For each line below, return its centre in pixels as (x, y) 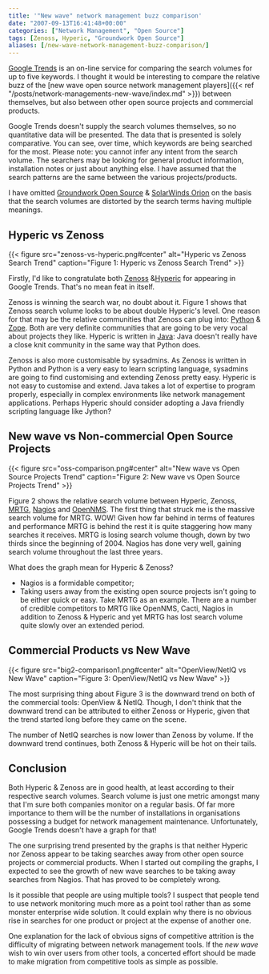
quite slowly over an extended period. (82, 625)
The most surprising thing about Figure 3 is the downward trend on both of (132, 694)
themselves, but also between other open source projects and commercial (131, 102)
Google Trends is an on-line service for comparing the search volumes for (130, 68)
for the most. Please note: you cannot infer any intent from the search (123, 152)
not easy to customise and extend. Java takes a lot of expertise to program (132, 386)
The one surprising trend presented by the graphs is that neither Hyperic (128, 846)
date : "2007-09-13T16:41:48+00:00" (68, 23)
